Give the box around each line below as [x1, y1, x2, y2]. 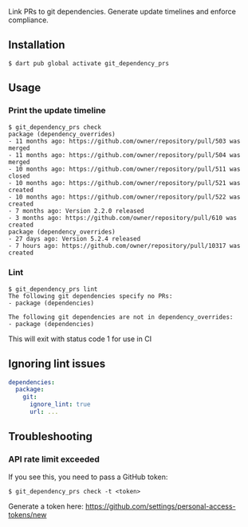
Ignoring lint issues [8, 357, 106, 371]
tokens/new [8, 509, 47, 519]
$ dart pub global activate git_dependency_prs [8, 59, 170, 67]
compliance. [8, 15, 49, 25]
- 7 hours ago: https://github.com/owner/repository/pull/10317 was [8, 242, 241, 250]
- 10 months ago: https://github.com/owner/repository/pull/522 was [8, 193, 241, 201]
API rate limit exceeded [8, 454, 100, 465]
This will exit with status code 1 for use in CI [8, 334, 152, 344]
